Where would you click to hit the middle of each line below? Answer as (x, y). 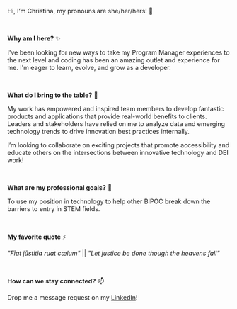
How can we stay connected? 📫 (56, 281)
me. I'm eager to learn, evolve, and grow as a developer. (89, 68)
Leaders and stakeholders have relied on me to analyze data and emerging (116, 124)
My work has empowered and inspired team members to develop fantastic (116, 109)
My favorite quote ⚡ (37, 237)
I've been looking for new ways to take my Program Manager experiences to (118, 52)
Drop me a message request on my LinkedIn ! (73, 297)
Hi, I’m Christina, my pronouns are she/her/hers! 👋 (80, 11)
